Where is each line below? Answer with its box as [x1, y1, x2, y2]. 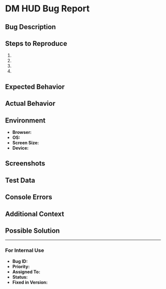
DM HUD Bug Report [5, 3, 90, 14]
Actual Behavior [5, 99, 56, 108]
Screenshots [5, 159, 45, 168]
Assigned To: [12, 269, 41, 275]
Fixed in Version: [12, 279, 48, 285]
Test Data [5, 176, 36, 184]
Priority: [12, 263, 30, 269]
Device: [12, 145, 29, 151]
